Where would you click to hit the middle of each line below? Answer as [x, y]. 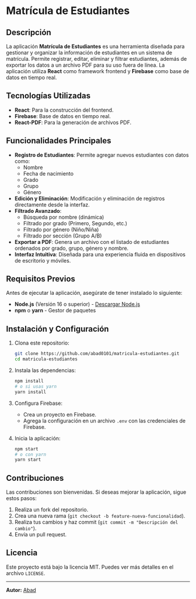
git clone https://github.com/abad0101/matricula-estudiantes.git [97, 354]
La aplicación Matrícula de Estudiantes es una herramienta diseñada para [95, 46]
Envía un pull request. [41, 535]
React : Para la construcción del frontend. [64, 110]
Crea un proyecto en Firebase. [60, 414]
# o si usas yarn [36, 386]
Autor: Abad [21, 590]
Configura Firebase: [38, 403]
